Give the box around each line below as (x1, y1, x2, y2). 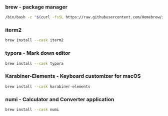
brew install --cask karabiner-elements (5, 84, 91, 89)
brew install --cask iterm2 (5, 38, 64, 43)
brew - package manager (5, 3, 67, 10)
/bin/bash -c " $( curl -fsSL (5, 15, 64, 20)
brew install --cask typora (5, 61, 64, 66)
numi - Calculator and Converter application (5, 96, 114, 103)
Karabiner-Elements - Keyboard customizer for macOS (5, 73, 141, 80)
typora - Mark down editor (5, 50, 71, 57)
